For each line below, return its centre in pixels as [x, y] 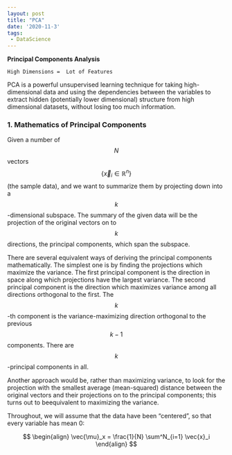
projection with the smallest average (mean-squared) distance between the [115, 387]
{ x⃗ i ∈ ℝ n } [116, 173]
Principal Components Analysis [54, 59]
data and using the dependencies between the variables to [127, 92]
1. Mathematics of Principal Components [77, 125]
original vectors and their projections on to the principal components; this [112, 395]
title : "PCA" [26, 20]
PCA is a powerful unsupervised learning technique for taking [95, 85]
